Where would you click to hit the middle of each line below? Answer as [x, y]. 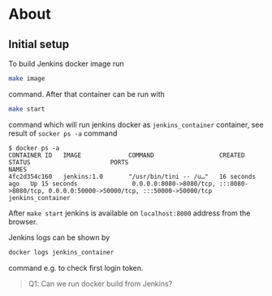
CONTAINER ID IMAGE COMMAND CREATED [127, 155]
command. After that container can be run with [86, 94]
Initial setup [39, 44]
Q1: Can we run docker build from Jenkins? [100, 283]
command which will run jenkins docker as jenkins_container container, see [136, 124]
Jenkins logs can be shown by [59, 237]
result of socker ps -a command [63, 133]
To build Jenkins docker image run [66, 63]
